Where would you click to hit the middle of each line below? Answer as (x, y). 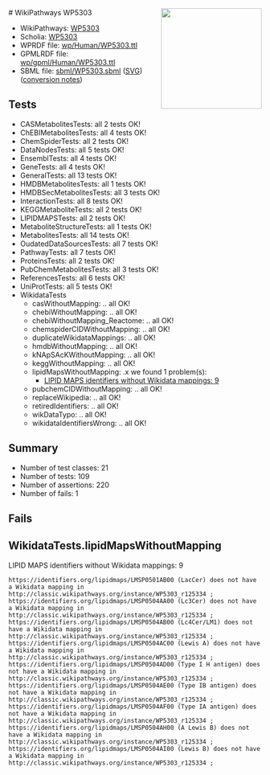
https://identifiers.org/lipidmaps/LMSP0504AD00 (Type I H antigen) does (135, 664)
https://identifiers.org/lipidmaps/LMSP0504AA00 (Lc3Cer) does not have (133, 601)
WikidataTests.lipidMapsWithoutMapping (115, 546)
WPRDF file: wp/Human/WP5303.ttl (79, 45)
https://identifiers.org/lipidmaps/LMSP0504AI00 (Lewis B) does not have (135, 748)
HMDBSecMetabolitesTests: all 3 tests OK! (90, 192)
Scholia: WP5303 (49, 37)
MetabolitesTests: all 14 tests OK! (75, 235)
